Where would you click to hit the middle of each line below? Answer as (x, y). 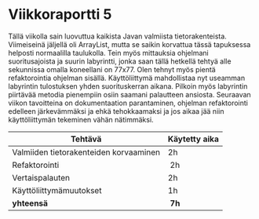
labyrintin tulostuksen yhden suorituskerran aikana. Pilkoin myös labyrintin (128, 86)
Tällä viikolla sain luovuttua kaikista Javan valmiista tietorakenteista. (118, 36)
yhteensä (30, 203)
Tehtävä (86, 139)
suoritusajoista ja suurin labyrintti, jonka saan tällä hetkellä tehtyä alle (120, 61)
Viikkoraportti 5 (60, 15)
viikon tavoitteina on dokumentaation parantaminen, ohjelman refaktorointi (128, 103)
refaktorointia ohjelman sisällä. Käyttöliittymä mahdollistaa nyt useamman (127, 78)
